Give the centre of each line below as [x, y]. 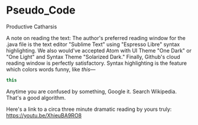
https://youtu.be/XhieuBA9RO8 [44, 115]
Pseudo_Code [41, 10]
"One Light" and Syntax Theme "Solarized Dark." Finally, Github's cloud [93, 57]
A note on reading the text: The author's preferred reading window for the [96, 38]
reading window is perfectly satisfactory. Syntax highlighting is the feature [97, 63]
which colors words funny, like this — [51, 69]
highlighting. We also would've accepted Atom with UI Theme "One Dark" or [99, 50]
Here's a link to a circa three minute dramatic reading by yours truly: [89, 109]
